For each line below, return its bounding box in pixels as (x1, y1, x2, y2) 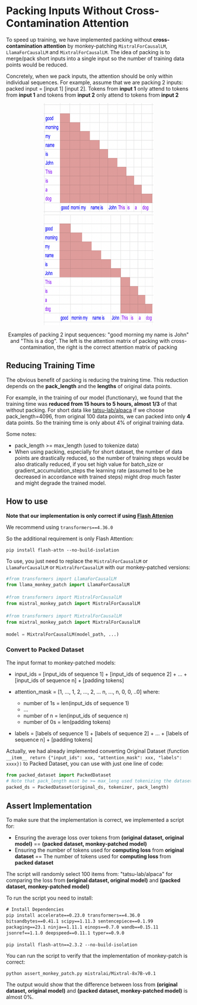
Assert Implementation (6, 801, 92, 811)
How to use (6, 497, 48, 507)
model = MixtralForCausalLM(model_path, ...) (6, 632, 119, 637)
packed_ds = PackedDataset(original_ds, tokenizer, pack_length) (6, 785, 169, 791)
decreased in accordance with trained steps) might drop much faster (14, 473, 181, 480)
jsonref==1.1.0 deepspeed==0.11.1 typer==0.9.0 (6, 930, 125, 936)
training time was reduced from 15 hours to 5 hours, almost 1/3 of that (6, 400, 177, 407)
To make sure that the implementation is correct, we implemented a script (6, 816, 184, 824)
